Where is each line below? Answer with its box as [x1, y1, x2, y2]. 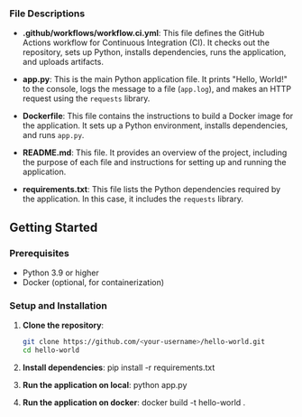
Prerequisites [9, 246, 69, 259]
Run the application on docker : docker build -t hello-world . [22, 397, 246, 408]
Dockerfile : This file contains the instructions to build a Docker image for [22, 111, 294, 122]
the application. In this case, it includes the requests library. [22, 193, 243, 205]
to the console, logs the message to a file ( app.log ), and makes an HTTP [22, 84, 291, 95]
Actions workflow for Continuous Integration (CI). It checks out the [22, 37, 270, 48]
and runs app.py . [22, 130, 85, 141]
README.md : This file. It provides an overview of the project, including [22, 147, 288, 158]
